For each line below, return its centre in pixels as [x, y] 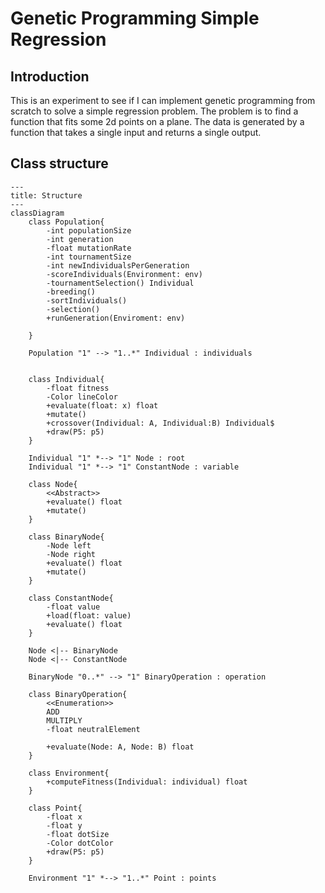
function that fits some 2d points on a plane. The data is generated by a [157, 121]
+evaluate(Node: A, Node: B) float [120, 747]
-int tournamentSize [89, 257]
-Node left [69, 545]
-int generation [80, 239]
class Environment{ [69, 773]
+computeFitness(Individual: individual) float [147, 782]
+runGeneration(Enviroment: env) [116, 318]
